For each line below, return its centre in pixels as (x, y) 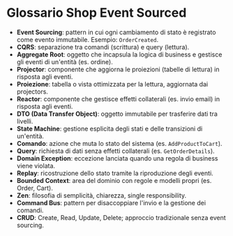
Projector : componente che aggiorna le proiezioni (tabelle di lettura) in (118, 69)
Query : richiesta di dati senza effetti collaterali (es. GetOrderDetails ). (115, 151)
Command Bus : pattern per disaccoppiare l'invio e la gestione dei (111, 202)
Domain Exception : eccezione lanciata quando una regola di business (117, 158)
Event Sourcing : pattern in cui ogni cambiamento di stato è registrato (116, 32)
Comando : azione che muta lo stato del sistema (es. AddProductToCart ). (119, 143)
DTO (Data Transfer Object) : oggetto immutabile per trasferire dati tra (117, 114)
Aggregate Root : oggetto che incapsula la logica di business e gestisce (119, 54)
